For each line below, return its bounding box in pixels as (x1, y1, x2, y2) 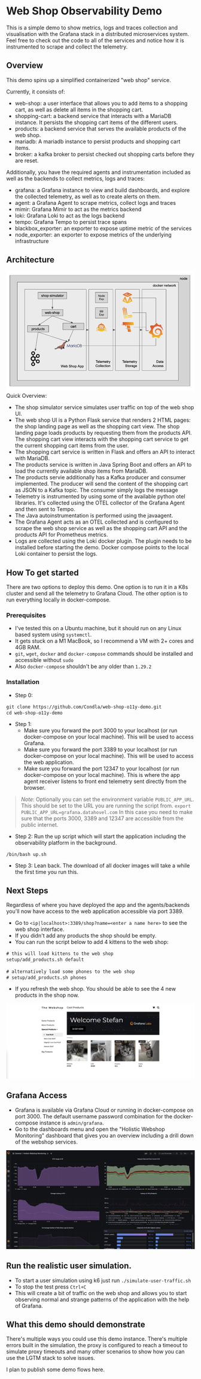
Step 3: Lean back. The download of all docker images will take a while (14, 861, 190, 869)
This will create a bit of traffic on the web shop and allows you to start (14, 1289, 187, 1296)
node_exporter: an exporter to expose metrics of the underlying (14, 231, 172, 238)
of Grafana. (14, 1302, 43, 1310)
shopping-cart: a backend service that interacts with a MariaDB (14, 112, 172, 119)
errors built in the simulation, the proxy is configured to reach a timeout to (6, 1342, 188, 1349)
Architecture (6, 255, 55, 265)
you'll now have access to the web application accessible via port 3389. (6, 908, 184, 915)
